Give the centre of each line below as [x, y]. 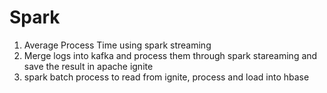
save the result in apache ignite [88, 66]
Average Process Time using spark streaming [117, 45]
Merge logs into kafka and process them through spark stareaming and [170, 55]
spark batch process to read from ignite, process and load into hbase [166, 77]
